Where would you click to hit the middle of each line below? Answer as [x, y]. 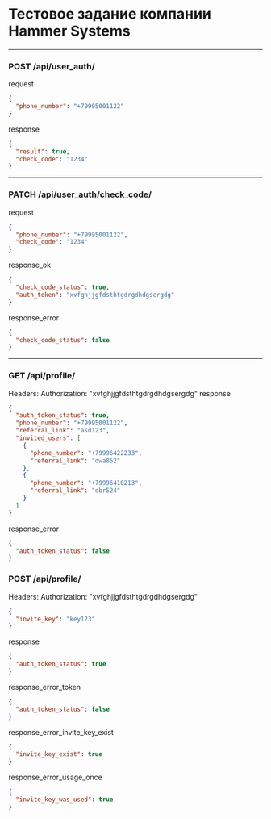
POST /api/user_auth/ [52, 66]
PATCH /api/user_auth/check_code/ [80, 194]
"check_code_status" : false [63, 340]
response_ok [29, 265]
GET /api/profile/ [42, 376]
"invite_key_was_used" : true [65, 800]
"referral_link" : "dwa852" [75, 461]
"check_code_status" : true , [63, 287]
